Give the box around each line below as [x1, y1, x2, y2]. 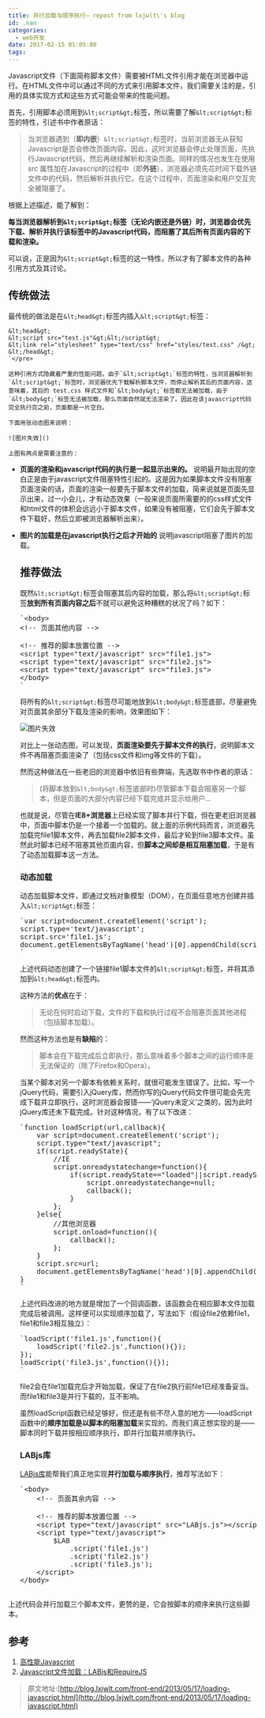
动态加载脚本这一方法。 [26, 850, 103, 859]
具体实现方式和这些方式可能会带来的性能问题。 [21, 91, 174, 100]
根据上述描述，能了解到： [8, 201, 91, 209]
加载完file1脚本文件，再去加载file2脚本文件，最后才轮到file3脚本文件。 [19, 830, 248, 840]
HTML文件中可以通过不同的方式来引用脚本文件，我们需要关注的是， [28, 81, 250, 90]
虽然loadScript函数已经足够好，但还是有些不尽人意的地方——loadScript [19, 1408, 252, 1418]
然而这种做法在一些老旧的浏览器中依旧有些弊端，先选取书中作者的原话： [19, 767, 255, 776]
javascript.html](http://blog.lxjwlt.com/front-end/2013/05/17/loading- [27, 1693, 251, 1702]
